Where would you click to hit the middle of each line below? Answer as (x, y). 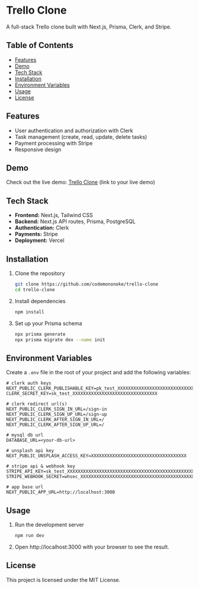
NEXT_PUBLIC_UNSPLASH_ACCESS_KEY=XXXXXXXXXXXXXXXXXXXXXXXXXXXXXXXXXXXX (96, 456)
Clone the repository (40, 273)
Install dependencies (40, 301)
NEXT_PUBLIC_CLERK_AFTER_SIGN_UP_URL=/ (55, 425)
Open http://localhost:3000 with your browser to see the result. (92, 547)
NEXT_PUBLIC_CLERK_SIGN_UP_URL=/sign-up (57, 415)
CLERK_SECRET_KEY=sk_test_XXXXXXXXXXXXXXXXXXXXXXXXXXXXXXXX (82, 394)
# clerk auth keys (29, 383)
